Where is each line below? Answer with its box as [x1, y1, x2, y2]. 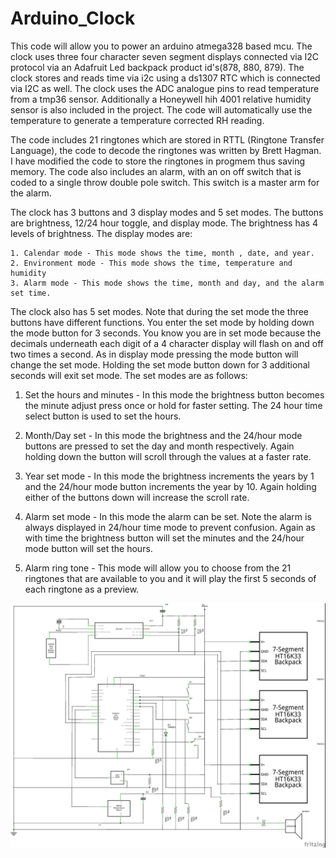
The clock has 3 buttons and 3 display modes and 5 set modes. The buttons [10, 206, 324, 218]
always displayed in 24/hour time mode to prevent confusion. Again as [24, 521, 316, 533]
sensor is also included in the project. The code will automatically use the [10, 103, 313, 116]
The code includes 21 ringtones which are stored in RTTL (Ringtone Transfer [10, 133, 325, 146]
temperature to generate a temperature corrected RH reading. [10, 114, 265, 126]
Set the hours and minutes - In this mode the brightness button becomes [24, 388, 325, 401]
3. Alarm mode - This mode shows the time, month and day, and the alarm [10, 278, 325, 288]
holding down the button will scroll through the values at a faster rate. [24, 450, 312, 462]
